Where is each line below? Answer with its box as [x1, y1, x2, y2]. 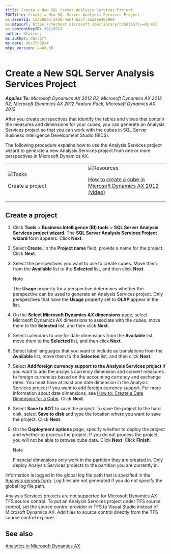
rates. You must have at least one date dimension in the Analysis [12, 380, 148, 386]
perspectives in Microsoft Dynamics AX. [5, 153, 90, 159]
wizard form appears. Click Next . [12, 235, 83, 241]
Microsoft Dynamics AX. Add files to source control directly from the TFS [5, 509, 158, 515]
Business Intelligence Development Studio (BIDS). [5, 132, 110, 138]
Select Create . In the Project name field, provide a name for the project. [12, 245, 164, 251]
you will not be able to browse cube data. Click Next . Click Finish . [12, 437, 151, 443]
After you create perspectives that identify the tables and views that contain [5, 116, 164, 122]
